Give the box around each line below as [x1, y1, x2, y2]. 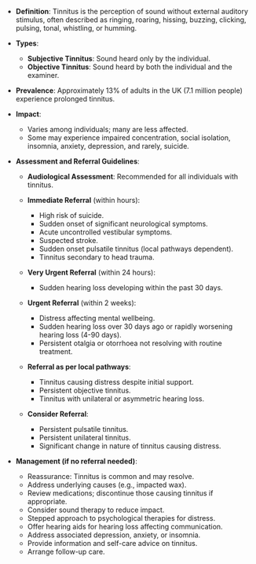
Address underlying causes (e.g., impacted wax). [27, 480, 187, 489]
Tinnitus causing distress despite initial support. [38, 378, 194, 386]
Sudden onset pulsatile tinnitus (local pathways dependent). [38, 244, 234, 253]
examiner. [27, 71, 60, 79]
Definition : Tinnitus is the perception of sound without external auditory [15, 7, 249, 16]
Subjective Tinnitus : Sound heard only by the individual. [27, 54, 210, 63]
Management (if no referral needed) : [15, 456, 137, 466]
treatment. [38, 347, 73, 356]
